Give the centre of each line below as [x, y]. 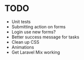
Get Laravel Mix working [36, 52]
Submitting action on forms [38, 26]
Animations [23, 47]
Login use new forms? [34, 32]
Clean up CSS [25, 42]
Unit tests [21, 22]
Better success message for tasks [45, 37]
